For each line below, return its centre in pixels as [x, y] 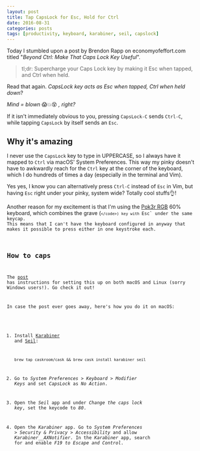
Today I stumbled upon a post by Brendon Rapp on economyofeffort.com [96, 51]
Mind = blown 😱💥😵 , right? [41, 104]
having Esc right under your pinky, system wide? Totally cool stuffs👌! [92, 193]
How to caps [29, 255]
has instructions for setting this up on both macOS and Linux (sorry [96, 282]
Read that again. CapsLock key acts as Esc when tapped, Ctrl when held [96, 86]
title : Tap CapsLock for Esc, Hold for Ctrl [63, 17]
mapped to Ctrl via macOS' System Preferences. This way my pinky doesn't [101, 162]
